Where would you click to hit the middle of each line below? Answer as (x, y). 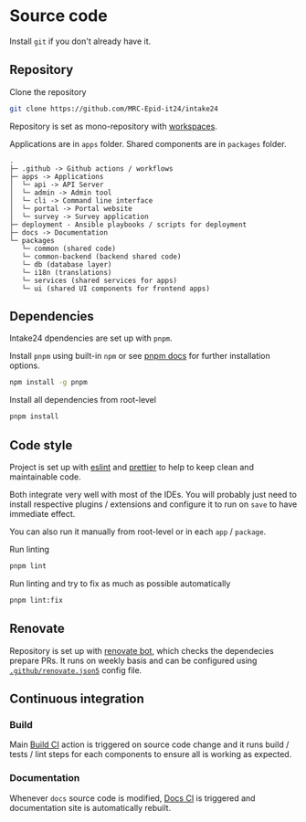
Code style (41, 445)
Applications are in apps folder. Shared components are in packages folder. (148, 143)
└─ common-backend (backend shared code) (101, 257)
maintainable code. (46, 477)
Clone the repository (48, 91)
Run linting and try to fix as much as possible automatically (120, 583)
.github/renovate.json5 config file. (76, 670)
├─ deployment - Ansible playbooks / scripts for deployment (128, 225)
